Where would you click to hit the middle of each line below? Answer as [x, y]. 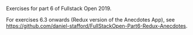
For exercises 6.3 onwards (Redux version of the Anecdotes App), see [91, 20]
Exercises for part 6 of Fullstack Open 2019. [59, 8]
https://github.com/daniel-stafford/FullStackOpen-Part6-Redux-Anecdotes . [97, 26]
